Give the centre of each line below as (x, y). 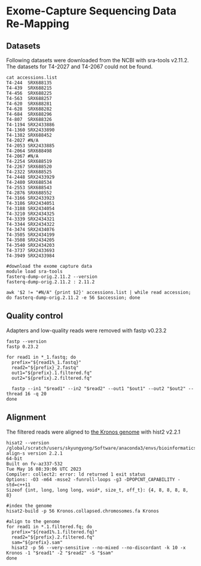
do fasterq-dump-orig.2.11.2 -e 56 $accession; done (73, 298)
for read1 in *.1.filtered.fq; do (49, 526)
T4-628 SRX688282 (29, 109)
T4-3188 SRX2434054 (31, 208)
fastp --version (26, 341)
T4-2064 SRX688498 (29, 151)
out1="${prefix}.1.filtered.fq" (52, 373)
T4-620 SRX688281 (29, 104)
